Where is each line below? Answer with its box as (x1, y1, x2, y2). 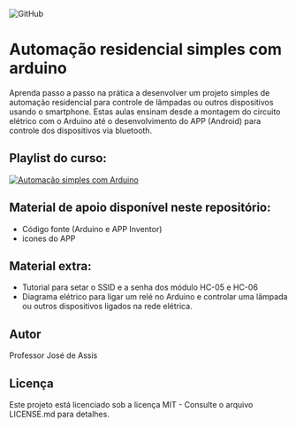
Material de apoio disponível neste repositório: (9, 200, 271, 215)
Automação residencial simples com (9, 40, 283, 59)
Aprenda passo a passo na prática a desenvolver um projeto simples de (9, 87, 270, 97)
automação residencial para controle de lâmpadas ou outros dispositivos (9, 97, 274, 107)
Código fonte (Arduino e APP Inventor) (21, 223, 163, 234)
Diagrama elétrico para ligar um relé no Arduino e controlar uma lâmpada (21, 292, 288, 302)
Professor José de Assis (9, 350, 98, 361)
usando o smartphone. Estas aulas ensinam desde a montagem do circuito (9, 106, 281, 117)
